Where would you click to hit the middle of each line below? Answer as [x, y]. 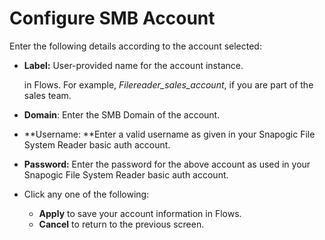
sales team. [47, 95]
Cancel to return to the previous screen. [121, 224]
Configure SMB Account [112, 18]
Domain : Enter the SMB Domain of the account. [122, 114]
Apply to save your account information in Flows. [140, 213]
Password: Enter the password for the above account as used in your [167, 164]
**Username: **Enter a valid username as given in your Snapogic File [169, 134]
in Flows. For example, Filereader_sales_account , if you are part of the [168, 84]
